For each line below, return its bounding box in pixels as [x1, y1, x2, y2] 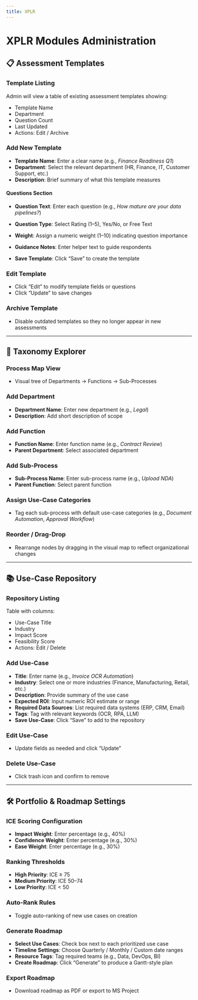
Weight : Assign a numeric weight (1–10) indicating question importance [14, 232, 188, 239]
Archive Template [6, 304, 58, 312]
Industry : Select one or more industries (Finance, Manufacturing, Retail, [14, 678, 190, 686]
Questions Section [6, 190, 53, 197]
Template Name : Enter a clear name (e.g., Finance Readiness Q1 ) [14, 157, 174, 164]
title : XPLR [6, 8, 35, 15]
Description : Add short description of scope [14, 412, 123, 419]
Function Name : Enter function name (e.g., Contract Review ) [14, 440, 163, 447]
